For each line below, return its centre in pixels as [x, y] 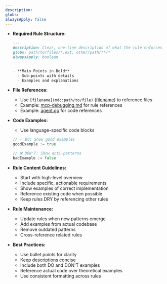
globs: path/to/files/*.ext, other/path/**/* [61, 53]
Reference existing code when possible [61, 193]
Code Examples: [30, 120]
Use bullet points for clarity [48, 254]
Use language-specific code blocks [57, 130]
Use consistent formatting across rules [60, 276]
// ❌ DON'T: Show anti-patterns [47, 153]
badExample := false [34, 158]
